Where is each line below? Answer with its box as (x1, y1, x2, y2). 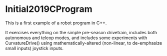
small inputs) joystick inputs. (5, 45, 64, 51)
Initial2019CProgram (5, 3, 92, 15)
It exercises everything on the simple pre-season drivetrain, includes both (5, 29, 157, 35)
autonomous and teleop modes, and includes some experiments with (5, 35, 147, 41)
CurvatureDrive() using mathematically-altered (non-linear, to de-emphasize (5, 40, 162, 46)
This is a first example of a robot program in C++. (5, 20, 107, 26)
